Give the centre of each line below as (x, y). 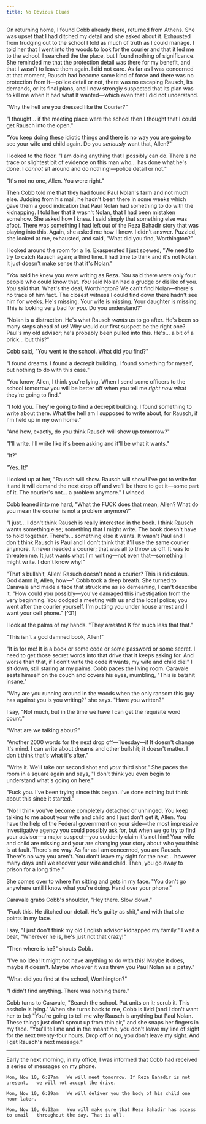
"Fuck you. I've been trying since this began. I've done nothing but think (97, 792)
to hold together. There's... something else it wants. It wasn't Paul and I (96, 536)
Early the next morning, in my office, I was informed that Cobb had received (102, 1059)
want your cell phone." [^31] (41, 613)
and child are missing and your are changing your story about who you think (103, 843)
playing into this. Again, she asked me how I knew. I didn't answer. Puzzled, (101, 232)
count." (15, 718)
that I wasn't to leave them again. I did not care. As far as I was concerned (100, 69)
